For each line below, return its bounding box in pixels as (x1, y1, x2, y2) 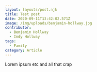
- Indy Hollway (9, 35, 40, 39)
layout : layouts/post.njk (5, 7, 57, 12)
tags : (5, 39, 16, 44)
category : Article (5, 48, 42, 53)
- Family (9, 43, 27, 48)
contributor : (5, 25, 32, 30)
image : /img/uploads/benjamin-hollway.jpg (5, 20, 92, 26)
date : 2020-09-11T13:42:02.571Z (5, 16, 70, 21)
